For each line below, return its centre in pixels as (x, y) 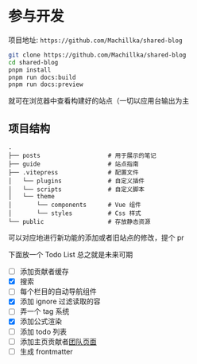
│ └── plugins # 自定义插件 (77, 181)
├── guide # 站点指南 (73, 164)
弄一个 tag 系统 (44, 311)
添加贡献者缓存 (44, 272)
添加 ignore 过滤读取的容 (60, 301)
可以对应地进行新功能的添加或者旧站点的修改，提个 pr (96, 238)
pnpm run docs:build (42, 77)
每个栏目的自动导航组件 (58, 292)
